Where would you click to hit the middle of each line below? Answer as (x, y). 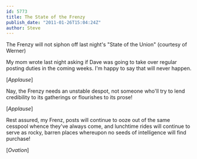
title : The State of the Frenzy (46, 17)
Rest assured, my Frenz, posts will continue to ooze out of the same (88, 120)
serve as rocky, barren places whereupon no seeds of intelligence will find (96, 133)
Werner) (16, 51)
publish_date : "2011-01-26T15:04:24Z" (54, 22)
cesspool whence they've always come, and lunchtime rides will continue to (98, 126)
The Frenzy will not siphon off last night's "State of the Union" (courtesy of (96, 45)
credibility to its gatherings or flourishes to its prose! (69, 97)
